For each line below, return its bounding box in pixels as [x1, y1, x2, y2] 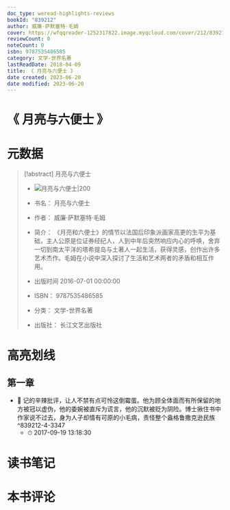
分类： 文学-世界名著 [34, 306, 93, 314]
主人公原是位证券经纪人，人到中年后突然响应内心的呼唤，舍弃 [46, 237, 220, 245]
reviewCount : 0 [7, 36, 51, 43]
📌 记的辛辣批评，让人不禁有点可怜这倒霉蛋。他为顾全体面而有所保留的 [16, 396, 215, 405]
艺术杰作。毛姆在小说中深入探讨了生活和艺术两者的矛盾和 [34, 254, 196, 262]
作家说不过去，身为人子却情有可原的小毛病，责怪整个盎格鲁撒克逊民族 [16, 413, 216, 422]
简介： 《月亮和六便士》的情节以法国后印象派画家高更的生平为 [34, 228, 210, 237]
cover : [7, 29, 26, 36]
